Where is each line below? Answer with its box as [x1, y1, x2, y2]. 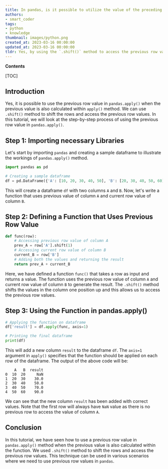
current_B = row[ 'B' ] [14, 253, 59, 258]
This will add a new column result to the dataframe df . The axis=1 [5, 347, 142, 353]
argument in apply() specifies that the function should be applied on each [5, 353, 158, 358]
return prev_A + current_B [14, 262, 70, 267]
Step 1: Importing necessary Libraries [5, 136, 124, 145]
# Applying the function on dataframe [5, 320, 86, 325]
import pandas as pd [5, 165, 48, 170]
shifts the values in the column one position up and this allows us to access [5, 287, 160, 293]
